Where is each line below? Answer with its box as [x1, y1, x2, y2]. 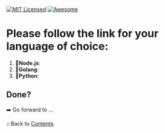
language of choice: [6, 40, 109, 54]
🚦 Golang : [15, 66, 39, 73]
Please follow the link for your [6, 27, 159, 40]
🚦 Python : [15, 72, 39, 79]
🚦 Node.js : [15, 59, 40, 66]
